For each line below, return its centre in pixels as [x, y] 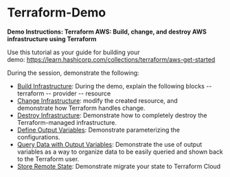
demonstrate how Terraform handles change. [81, 108]
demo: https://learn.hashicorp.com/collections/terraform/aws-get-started [111, 59]
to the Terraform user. [48, 158]
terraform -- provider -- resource [64, 93]
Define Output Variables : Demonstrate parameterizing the [99, 130]
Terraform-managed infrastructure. [67, 122]
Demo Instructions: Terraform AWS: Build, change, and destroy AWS [107, 32]
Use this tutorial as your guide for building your [74, 52]
